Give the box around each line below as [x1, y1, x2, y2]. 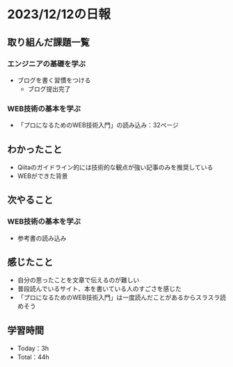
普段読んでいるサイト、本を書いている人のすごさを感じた [17, 285, 182, 293]
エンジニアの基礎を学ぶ [7, 58, 86, 68]
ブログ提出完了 [27, 84, 71, 93]
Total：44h [17, 353, 50, 361]
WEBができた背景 [17, 171, 68, 180]
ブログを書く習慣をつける [17, 76, 91, 84]
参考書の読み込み [17, 234, 67, 242]
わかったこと [7, 143, 63, 155]
